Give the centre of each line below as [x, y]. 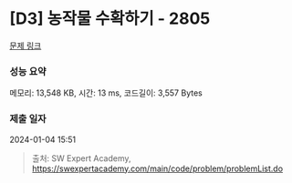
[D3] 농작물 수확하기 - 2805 [110, 19]
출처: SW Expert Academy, [81, 158]
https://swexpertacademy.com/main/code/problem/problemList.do [157, 168]
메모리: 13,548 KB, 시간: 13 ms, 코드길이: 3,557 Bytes [106, 93]
